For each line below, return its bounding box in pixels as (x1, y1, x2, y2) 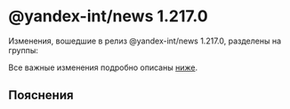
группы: (8, 44, 39, 55)
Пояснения (8, 88, 74, 103)
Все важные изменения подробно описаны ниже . (8, 62, 197, 73)
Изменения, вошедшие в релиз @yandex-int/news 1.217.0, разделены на (8, 35, 282, 46)
